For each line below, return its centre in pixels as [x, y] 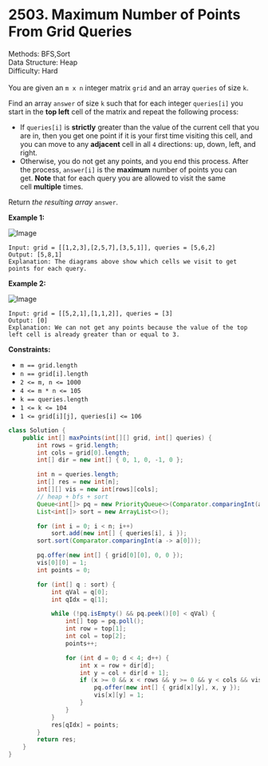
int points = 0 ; [64, 570]
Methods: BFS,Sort [39, 54]
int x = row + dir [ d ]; [117, 665]
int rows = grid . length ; [78, 445]
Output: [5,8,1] [35, 254]
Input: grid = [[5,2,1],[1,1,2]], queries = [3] [91, 313]
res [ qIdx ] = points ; [85, 724]
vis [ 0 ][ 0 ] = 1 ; [62, 563]
